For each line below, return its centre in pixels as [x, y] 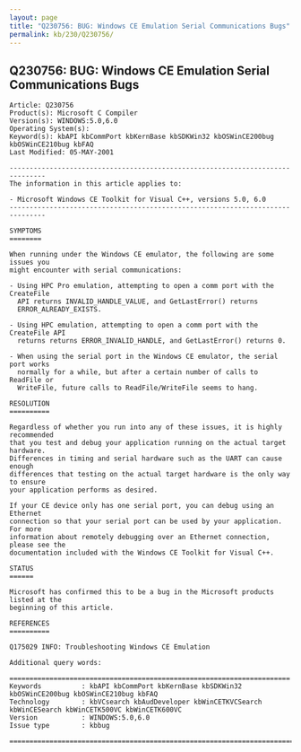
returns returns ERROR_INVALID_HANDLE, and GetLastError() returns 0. [152, 341]
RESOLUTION [30, 404]
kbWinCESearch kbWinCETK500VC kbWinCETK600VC [95, 710]
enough [21, 467]
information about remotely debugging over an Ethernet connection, [140, 538]
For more [26, 529]
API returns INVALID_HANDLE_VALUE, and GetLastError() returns [138, 302]
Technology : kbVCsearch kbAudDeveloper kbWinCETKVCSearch [136, 702]
